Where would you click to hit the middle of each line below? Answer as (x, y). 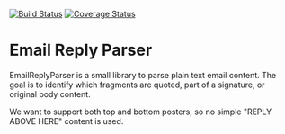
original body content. (50, 94)
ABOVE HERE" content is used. (67, 121)
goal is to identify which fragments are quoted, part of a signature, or (137, 85)
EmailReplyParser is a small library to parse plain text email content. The (143, 75)
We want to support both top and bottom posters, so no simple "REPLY (141, 112)
